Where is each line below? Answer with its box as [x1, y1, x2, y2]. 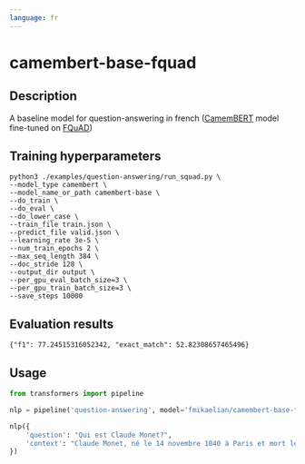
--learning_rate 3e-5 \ [9, 236, 100, 245]
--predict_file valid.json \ [9, 228, 120, 237]
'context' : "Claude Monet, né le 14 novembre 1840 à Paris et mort [25, 439, 286, 448]
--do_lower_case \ [9, 212, 79, 222]
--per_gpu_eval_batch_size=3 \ [9, 276, 128, 285]
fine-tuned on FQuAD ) [9, 122, 93, 133]
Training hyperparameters [9, 149, 162, 164]
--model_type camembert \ [9, 181, 107, 190]
